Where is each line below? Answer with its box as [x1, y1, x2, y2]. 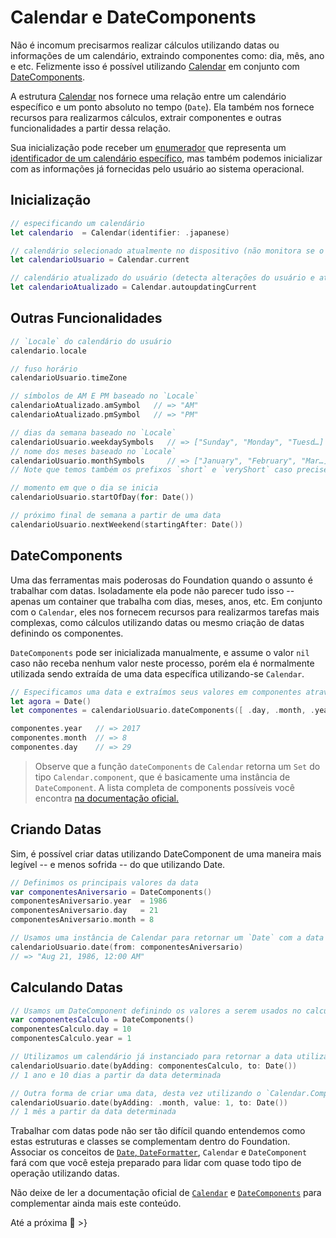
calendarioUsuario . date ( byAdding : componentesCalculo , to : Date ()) [10, 1061, 298, 1071]
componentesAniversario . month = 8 [10, 915, 155, 925]
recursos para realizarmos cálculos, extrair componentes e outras [10, 111, 282, 123]
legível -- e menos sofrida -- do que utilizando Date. [10, 858, 226, 870]
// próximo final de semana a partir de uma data [10, 511, 222, 521]
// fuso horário [10, 364, 78, 374]
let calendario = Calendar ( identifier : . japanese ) [10, 227, 230, 238]
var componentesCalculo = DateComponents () [10, 1015, 195, 1025]
